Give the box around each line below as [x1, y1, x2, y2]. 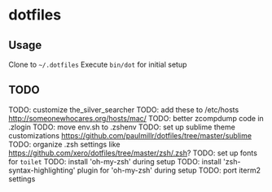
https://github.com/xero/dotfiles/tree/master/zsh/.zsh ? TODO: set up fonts [8, 148, 258, 158]
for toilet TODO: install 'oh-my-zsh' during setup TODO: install [8, 156, 222, 166]
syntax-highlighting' [8, 165, 76, 175]
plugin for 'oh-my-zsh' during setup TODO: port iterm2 [77, 165, 261, 175]
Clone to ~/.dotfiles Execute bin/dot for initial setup [8, 59, 187, 69]
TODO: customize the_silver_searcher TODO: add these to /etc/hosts [8, 104, 239, 115]
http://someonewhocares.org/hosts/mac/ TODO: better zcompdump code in [8, 113, 265, 123]
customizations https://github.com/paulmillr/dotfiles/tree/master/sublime [8, 130, 252, 140]
